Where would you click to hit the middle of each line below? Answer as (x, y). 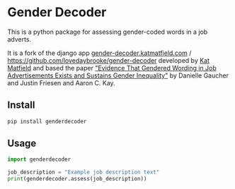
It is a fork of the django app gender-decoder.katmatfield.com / (99, 53)
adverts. (19, 39)
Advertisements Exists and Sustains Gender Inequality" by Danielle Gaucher (118, 75)
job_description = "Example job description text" (84, 172)
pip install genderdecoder (47, 121)
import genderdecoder (39, 159)
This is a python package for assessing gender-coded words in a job (108, 32)
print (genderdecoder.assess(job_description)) (77, 179)
